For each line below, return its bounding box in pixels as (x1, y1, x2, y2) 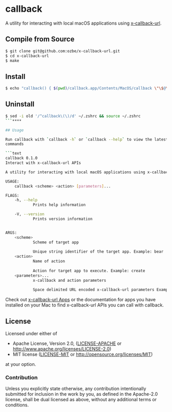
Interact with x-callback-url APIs (5, 160, 81, 166)
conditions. (5, 402, 29, 408)
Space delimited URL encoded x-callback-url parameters (32, 287, 155, 293)
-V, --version (14, 212, 45, 217)
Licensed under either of (5, 331, 57, 337)
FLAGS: (5, 193, 19, 198)
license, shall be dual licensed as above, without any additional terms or (5, 397, 157, 403)
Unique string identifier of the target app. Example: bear (32, 249, 164, 254)
